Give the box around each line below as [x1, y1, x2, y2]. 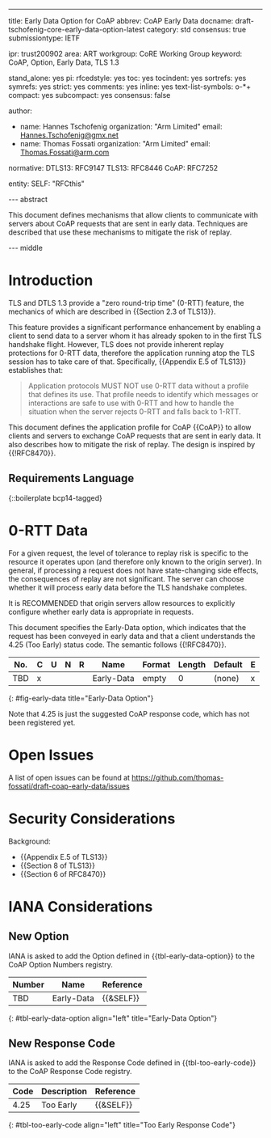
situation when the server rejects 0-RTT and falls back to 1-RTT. [27, 406, 242, 417]
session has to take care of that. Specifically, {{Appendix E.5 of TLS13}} [8, 357, 247, 366]
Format [142, 658, 171, 670]
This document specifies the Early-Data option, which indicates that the [8, 622, 247, 632]
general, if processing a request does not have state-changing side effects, [8, 565, 259, 575]
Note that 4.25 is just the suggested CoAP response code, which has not [8, 709, 250, 718]
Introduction [8, 272, 94, 290]
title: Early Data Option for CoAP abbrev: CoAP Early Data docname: [8, 16, 234, 25]
